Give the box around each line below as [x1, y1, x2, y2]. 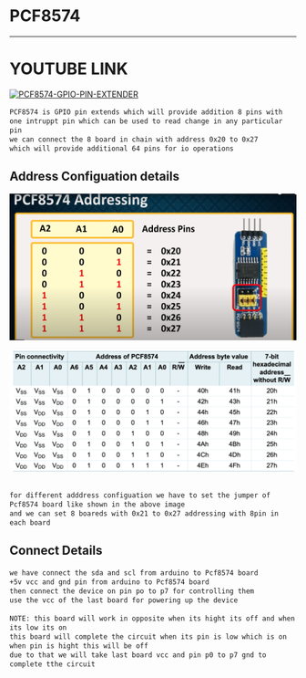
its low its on [9, 622, 67, 632]
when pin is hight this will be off [9, 641, 148, 651]
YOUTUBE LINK [9, 58, 128, 79]
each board [9, 517, 51, 527]
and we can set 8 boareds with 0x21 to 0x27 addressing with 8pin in [9, 508, 280, 518]
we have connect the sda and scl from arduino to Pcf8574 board [9, 568, 259, 578]
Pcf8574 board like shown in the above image [9, 499, 185, 509]
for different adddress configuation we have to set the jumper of [9, 490, 271, 500]
